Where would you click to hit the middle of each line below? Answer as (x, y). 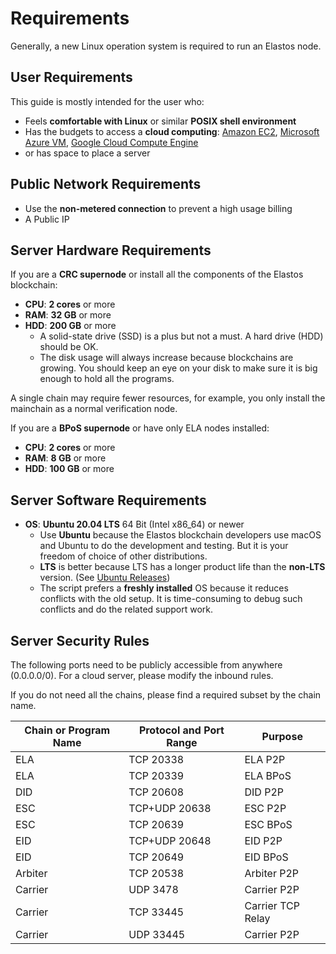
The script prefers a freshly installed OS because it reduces (164, 588)
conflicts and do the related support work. (126, 609)
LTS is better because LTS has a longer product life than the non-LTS (182, 567)
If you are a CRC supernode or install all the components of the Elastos (157, 274)
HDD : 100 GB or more (69, 469)
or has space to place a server (87, 153)
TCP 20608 (156, 792)
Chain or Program (67, 730)
